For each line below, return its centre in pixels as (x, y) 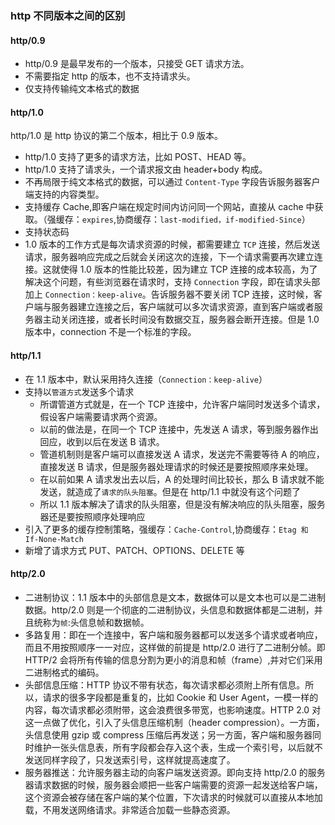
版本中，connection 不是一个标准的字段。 (110, 332)
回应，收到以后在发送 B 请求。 (102, 441)
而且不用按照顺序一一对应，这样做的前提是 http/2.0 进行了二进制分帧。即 (175, 647)
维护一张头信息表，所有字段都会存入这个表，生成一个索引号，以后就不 (178, 747)
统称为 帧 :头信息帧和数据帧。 (91, 622)
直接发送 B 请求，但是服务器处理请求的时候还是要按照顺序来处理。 (176, 466)
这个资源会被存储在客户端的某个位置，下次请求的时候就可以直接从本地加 (173, 797)
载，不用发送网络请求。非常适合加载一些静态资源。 (130, 809)
